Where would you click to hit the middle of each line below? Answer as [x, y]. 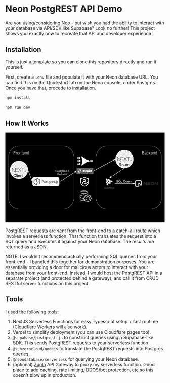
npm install [18, 98]
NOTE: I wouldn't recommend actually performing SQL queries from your [81, 256]
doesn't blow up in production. [45, 375]
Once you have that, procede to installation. [51, 88]
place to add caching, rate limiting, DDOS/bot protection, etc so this [83, 370]
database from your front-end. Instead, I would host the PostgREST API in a [84, 273]
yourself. [14, 67]
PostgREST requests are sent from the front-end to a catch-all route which [83, 231]
